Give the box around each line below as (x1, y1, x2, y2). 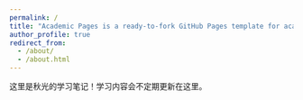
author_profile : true (9, 30, 91, 39)
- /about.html (17, 55, 70, 64)
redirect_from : (9, 38, 67, 48)
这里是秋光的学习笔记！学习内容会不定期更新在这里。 (9, 81, 207, 91)
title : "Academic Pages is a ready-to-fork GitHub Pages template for (9, 22, 280, 31)
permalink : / (9, 13, 59, 23)
